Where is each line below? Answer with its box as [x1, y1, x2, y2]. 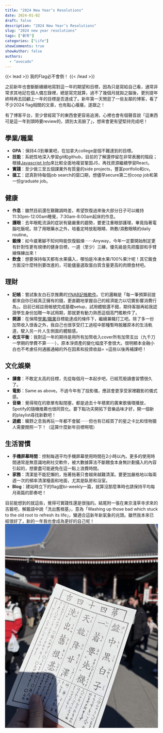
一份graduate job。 [12, 178, 51, 184]
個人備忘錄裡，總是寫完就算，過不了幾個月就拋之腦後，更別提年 [30, 90, 158, 96]
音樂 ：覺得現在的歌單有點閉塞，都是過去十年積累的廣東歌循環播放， [12, 400, 148, 405]
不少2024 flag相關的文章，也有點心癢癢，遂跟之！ [5, 102, 105, 108]
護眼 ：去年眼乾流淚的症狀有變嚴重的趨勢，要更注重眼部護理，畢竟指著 [12, 220, 153, 225]
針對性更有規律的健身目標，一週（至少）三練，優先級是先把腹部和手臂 [16, 244, 157, 250]
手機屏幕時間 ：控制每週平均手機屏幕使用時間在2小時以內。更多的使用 [12, 453, 151, 459]
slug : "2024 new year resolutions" [5, 28, 77, 33]
